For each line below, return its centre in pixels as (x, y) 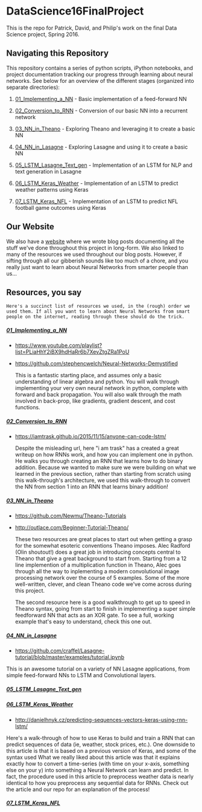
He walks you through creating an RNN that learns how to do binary (99, 461)
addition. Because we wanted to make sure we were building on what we (106, 467)
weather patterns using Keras (52, 189)
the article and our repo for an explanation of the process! (78, 789)
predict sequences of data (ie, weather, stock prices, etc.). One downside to (101, 744)
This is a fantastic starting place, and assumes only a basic (88, 375)
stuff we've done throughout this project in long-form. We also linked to (95, 248)
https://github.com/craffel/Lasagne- (60, 651)
